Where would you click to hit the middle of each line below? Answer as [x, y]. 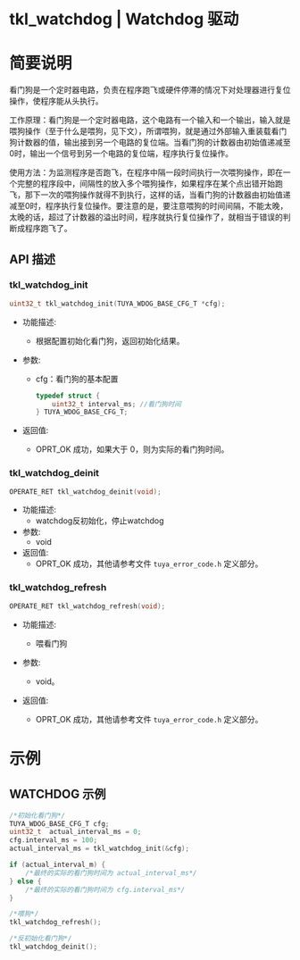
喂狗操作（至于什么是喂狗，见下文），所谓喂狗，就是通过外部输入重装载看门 [148, 131]
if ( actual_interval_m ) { [57, 865]
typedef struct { [68, 396]
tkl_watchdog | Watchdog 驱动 [124, 19]
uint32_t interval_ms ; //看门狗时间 [117, 404]
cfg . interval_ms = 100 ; [54, 840]
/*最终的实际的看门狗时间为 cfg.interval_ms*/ [105, 889]
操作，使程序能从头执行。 [56, 101]
